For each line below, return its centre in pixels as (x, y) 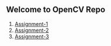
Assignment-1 (31, 24)
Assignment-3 (32, 36)
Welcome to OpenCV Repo (56, 10)
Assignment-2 (31, 30)
